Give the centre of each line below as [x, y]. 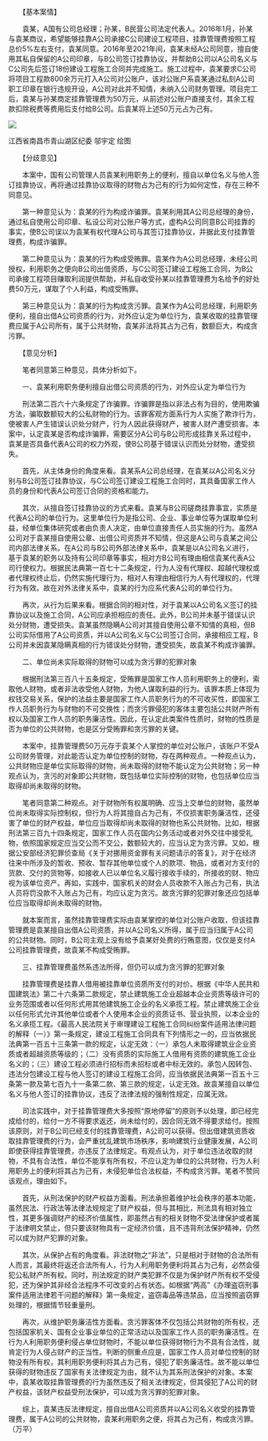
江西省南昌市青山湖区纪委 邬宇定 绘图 [70, 141]
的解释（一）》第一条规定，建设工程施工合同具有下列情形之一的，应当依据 [129, 1034]
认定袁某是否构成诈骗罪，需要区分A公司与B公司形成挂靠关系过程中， [142, 434]
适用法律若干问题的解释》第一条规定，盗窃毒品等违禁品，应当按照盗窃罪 [141, 1295]
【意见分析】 [41, 353]
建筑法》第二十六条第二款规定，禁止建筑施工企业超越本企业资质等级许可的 [137, 994]
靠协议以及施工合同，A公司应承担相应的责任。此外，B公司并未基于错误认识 [132, 615]
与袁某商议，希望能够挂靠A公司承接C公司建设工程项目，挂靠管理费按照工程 [132, 39]
